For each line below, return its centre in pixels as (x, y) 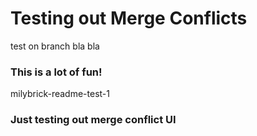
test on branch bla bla (55, 46)
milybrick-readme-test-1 (60, 94)
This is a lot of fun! (56, 72)
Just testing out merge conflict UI (93, 120)
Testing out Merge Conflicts (129, 18)
